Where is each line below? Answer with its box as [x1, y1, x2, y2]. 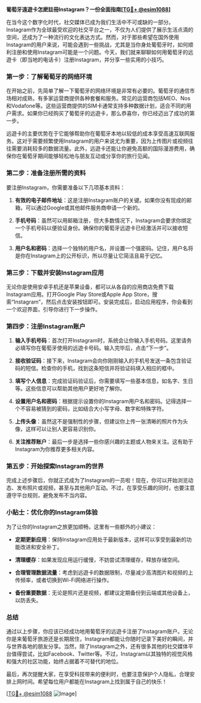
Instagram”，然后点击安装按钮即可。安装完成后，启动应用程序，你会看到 [14, 298, 193, 305]
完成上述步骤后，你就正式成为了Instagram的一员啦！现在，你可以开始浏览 [6, 477, 188, 484]
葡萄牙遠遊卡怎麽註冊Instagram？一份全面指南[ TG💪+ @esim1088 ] [6, 6, 171, 13]
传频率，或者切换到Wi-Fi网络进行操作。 [14, 576, 112, 584]
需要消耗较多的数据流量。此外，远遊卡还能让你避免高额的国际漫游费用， [11, 145, 190, 152]
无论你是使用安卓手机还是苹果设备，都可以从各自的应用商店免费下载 [6, 283, 174, 290]
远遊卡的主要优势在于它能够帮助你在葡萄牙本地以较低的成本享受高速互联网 [6, 130, 190, 137]
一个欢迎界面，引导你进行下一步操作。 [6, 305, 100, 313]
